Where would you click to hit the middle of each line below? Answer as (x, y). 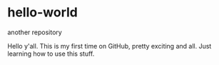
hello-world (43, 12)
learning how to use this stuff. (51, 54)
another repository (35, 32)
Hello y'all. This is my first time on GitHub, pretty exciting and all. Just (109, 46)
